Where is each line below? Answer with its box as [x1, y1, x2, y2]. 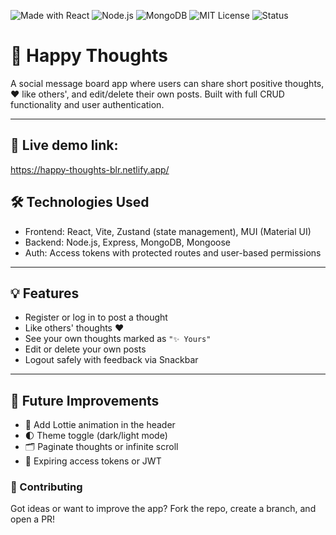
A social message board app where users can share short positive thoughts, [10, 77, 325, 89]
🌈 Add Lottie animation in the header [24, 419, 176, 431]
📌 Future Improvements [10, 392, 160, 409]
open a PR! [10, 513, 56, 525]
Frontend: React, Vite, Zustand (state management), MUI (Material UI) [24, 225, 312, 237]
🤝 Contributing [10, 480, 83, 494]
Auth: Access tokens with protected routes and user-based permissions [24, 246, 322, 259]
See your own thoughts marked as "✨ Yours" [24, 333, 212, 345]
